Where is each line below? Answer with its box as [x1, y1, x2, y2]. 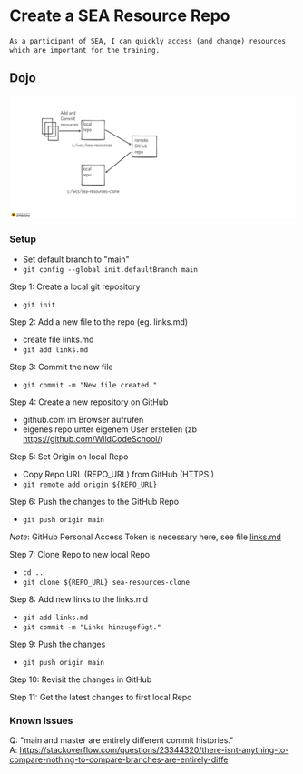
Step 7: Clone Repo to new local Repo [9, 548, 151, 559]
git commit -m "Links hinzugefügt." [22, 622, 161, 632]
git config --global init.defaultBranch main [22, 265, 198, 274]
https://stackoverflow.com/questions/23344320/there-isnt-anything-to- [19, 744, 289, 755]
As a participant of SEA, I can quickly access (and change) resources [9, 36, 286, 45]
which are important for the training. [9, 45, 161, 55]
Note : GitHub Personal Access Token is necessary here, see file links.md [9, 531, 281, 542]
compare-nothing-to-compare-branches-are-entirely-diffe [9, 754, 229, 765]
